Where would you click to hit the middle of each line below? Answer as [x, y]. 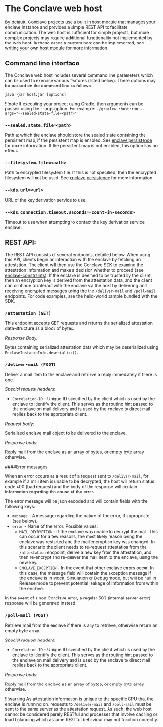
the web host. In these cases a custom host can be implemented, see [75, 43]
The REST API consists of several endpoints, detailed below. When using [78, 254]
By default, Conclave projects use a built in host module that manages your [80, 22]
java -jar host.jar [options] [36, 94]
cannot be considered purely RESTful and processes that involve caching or [81, 714]
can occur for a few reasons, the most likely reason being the [81, 537]
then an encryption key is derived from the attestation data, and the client [79, 280]
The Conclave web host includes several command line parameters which [79, 75]
